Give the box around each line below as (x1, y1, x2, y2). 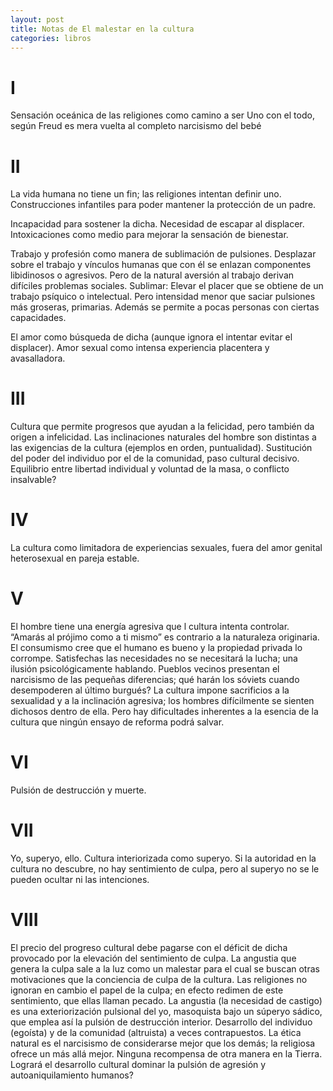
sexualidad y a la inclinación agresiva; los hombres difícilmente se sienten (10, 695, 315, 707)
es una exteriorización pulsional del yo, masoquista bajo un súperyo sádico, (10, 1005, 323, 1017)
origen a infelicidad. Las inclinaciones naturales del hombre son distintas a (10, 431, 317, 443)
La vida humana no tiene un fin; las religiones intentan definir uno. (10, 188, 282, 200)
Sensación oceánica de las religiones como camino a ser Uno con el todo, (10, 109, 315, 121)
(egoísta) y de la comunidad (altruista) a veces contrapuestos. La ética (10, 1026, 302, 1038)
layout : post (10, 14, 65, 25)
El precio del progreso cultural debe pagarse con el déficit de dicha (10, 941, 288, 953)
